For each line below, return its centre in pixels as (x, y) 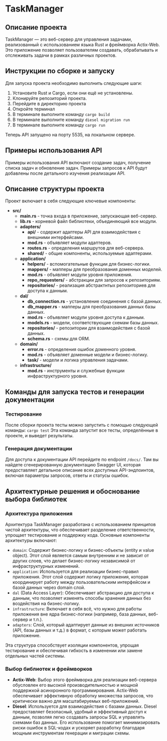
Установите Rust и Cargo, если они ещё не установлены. (73, 93)
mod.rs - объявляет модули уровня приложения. (80, 275)
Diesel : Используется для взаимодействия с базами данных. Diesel (84, 706)
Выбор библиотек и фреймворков (49, 669)
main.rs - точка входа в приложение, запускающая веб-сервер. (88, 216)
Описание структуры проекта (55, 189)
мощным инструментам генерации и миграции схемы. (71, 733)
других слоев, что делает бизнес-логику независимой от (74, 561)
